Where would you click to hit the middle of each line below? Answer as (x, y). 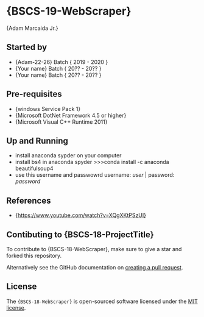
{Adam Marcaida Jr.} (32, 28)
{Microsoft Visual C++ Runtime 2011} (61, 122)
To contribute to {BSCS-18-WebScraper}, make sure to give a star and (94, 249)
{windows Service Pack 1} (48, 109)
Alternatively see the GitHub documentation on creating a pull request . (95, 267)
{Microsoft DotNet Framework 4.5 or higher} (71, 115)
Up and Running (37, 141)
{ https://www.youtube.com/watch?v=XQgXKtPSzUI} (81, 215)
